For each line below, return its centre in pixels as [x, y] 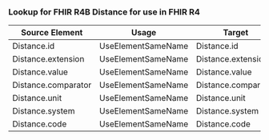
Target [236, 33]
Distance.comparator [52, 85]
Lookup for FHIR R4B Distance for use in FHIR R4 [104, 12]
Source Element [52, 33]
